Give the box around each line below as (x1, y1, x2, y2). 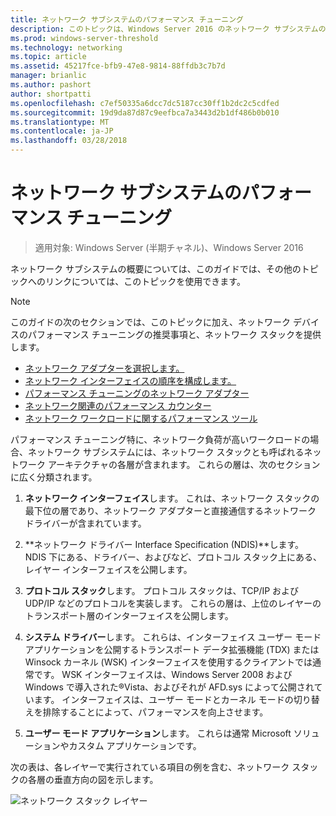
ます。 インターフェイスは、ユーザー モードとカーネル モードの (33, 693, 294, 705)
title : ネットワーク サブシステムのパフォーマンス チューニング (10, 14, 245, 25)
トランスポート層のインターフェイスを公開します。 (24, 609, 234, 621)
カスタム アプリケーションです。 (68, 739, 202, 751)
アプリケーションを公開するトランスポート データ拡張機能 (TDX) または (24, 643, 320, 655)
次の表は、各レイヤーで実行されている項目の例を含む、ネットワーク (10, 761, 290, 773)
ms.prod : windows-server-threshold (10, 33, 159, 43)
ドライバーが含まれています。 (24, 517, 147, 529)
